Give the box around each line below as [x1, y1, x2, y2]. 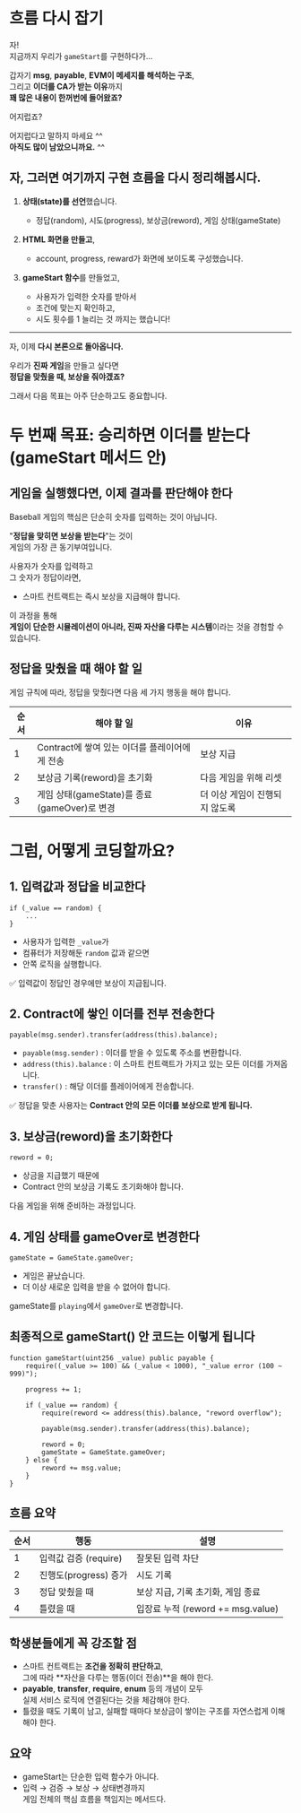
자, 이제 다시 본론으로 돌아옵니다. [9, 341, 124, 351]
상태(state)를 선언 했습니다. [21, 195, 118, 206]
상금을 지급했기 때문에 [21, 1170, 100, 1181]
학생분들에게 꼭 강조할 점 [9, 1635, 137, 1651]
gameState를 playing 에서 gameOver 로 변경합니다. [9, 1301, 184, 1311]
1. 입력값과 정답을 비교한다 [9, 880, 146, 895]
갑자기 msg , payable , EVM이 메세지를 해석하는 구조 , [9, 69, 194, 81]
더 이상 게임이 [200, 788, 255, 801]
